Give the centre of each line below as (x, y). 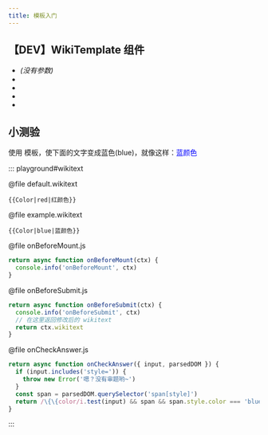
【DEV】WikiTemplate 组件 (77, 50)
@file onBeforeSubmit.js (48, 290)
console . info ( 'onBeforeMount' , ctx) (76, 268)
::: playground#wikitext (46, 169)
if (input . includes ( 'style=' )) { (71, 372)
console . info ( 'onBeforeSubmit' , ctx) (78, 312)
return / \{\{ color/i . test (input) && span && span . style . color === (128, 402)
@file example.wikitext (45, 215)
